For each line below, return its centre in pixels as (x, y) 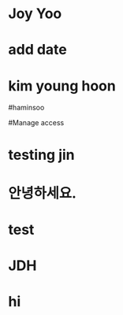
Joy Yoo (35, 14)
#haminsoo (26, 108)
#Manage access (36, 123)
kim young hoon (62, 85)
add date (37, 50)
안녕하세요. (43, 193)
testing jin (41, 155)
